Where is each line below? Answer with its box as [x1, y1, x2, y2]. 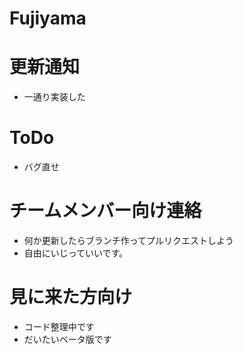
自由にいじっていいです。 [23, 247, 129, 259]
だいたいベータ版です [23, 333, 112, 345]
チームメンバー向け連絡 [9, 200, 202, 222]
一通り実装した [23, 91, 86, 103]
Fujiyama [9, 7, 87, 30]
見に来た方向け [9, 286, 133, 309]
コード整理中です [23, 320, 95, 332]
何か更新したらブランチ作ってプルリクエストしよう [23, 235, 235, 246]
